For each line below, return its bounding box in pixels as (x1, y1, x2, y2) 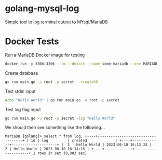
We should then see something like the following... (5, 125, 105, 130)
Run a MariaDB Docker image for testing (5, 52, 85, 58)
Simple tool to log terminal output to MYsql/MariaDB (5, 19, 108, 25)
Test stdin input (5, 88, 36, 94)
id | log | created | (30, 138, 118, 143)
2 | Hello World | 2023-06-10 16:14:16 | (5, 146, 90, 152)
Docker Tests (5, 36, 59, 47)
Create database (5, 70, 39, 76)
